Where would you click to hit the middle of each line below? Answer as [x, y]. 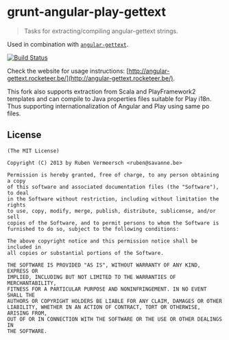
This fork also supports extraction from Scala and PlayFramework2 [101, 91]
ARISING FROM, [27, 313]
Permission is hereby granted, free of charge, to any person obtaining [113, 175]
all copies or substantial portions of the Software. [86, 253]
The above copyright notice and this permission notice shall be [102, 241]
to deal [18, 193]
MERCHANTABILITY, [32, 283]
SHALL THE [21, 295]
